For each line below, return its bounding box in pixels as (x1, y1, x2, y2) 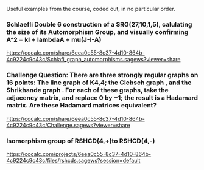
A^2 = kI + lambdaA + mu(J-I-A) (6, 35, 102, 44)
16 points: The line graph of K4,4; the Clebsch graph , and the (6, 78, 192, 87)
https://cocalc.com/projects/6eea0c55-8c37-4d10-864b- (6, 150, 152, 157)
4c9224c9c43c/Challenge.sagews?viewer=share (6, 121, 130, 129)
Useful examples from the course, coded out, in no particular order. (6, 5, 175, 12)
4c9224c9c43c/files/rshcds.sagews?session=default (6, 157, 141, 164)
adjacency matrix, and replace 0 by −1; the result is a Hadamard (6, 93, 199, 102)
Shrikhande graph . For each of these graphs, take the (6, 86, 169, 95)
